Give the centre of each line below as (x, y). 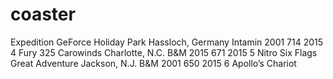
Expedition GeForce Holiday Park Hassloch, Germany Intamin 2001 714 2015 (167, 42)
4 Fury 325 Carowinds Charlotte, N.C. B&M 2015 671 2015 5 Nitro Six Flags (164, 52)
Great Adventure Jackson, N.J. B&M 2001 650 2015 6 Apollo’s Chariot (153, 63)
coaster (43, 14)
